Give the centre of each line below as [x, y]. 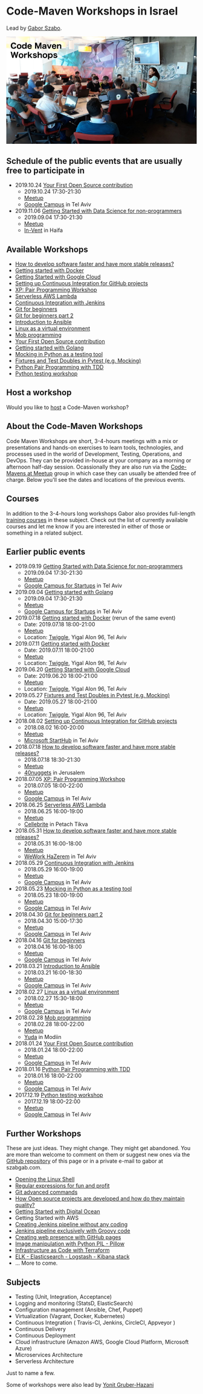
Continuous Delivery [40, 1329]
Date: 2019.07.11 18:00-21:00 [59, 650]
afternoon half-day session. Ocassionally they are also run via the [88, 467]
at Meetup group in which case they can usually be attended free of [111, 473]
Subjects [23, 1282]
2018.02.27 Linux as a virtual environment [67, 992]
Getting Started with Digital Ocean [57, 1211]
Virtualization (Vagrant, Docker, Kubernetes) [70, 1316]
